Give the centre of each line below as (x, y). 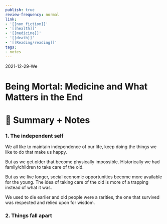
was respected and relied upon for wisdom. (50, 203)
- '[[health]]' (21, 29)
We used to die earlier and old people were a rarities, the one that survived (82, 197)
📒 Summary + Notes (48, 120)
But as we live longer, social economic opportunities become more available (84, 177)
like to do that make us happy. (36, 152)
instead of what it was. (29, 188)
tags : (11, 47)
